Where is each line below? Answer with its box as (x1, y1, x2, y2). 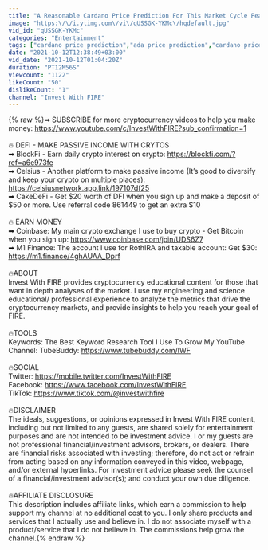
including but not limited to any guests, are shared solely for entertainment (8, 423, 254, 433)
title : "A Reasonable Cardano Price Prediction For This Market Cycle (8, 11, 248, 20)
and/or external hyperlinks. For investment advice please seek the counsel (8, 466, 254, 475)
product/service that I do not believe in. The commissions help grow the (8, 525, 245, 535)
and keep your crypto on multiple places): (8, 175, 146, 184)
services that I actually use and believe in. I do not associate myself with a (8, 517, 252, 526)
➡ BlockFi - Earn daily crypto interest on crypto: (8, 149, 166, 159)
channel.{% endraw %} (8, 533, 85, 543)
